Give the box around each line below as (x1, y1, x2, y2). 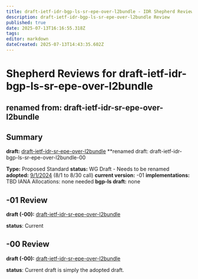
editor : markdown (6, 36, 49, 42)
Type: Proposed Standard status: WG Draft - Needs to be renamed (6, 166, 170, 173)
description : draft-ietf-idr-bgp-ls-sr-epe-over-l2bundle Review (6, 14, 170, 20)
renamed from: (6, 103, 62, 113)
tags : (6, 31, 19, 37)
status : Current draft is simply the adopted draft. (6, 266, 124, 273)
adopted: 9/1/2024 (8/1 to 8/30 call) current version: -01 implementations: (6, 172, 190, 179)
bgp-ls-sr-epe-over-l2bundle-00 (6, 154, 86, 161)
